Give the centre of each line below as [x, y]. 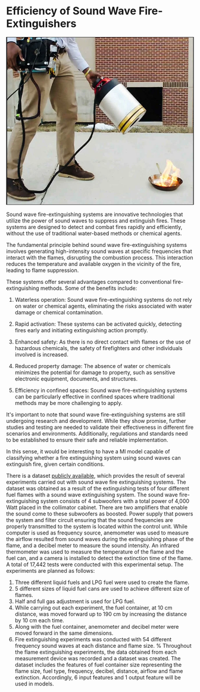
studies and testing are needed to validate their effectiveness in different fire [100, 427]
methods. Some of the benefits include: [89, 288]
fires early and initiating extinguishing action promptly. [81, 330]
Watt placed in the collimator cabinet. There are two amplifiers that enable [97, 507]
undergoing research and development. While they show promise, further [96, 421]
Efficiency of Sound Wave [71, 11]
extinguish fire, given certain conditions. [55, 464]
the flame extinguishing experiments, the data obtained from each [96, 652]
